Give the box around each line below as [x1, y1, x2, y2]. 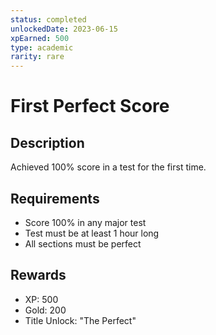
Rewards [10, 267, 67, 284]
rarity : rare [10, 52, 65, 62]
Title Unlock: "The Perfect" [24, 314, 137, 326]
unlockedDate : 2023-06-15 [10, 24, 118, 34]
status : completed [10, 14, 87, 25]
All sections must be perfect [24, 237, 142, 250]
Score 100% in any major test [24, 216, 147, 228]
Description [10, 134, 85, 151]
